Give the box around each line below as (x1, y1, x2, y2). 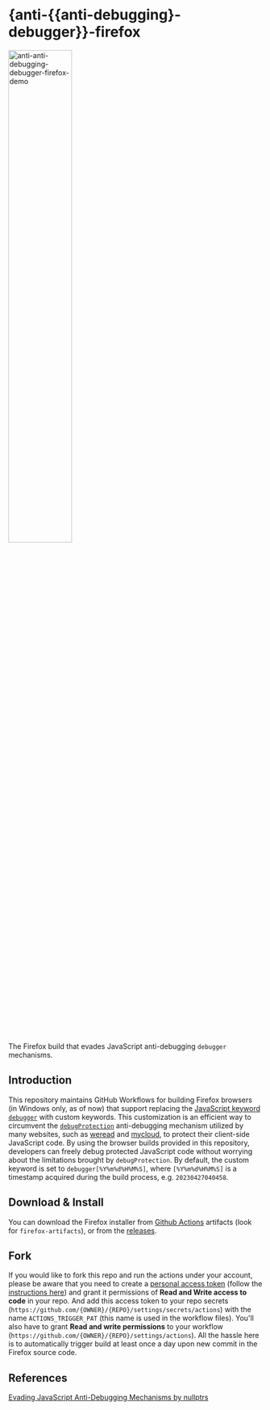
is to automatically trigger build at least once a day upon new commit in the (8, 1339, 258, 1349)
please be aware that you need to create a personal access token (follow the (8, 1279, 263, 1289)
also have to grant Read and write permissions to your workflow (8, 1322, 224, 1332)
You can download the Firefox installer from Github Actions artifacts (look (8, 1217, 252, 1227)
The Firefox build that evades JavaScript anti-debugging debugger (8, 1041, 227, 1051)
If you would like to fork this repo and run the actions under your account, (8, 1270, 253, 1280)
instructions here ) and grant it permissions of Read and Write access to (8, 1287, 247, 1298)
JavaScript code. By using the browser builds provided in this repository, (8, 1138, 250, 1147)
